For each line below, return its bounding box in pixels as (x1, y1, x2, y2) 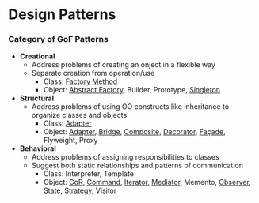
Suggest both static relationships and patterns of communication (31, 160, 244, 171)
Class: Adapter (43, 118, 93, 128)
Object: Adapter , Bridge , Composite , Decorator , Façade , (43, 127, 226, 137)
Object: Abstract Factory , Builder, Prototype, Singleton (43, 85, 220, 95)
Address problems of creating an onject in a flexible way (31, 60, 216, 70)
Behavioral (19, 144, 57, 153)
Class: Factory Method (43, 77, 118, 86)
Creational (19, 51, 55, 61)
